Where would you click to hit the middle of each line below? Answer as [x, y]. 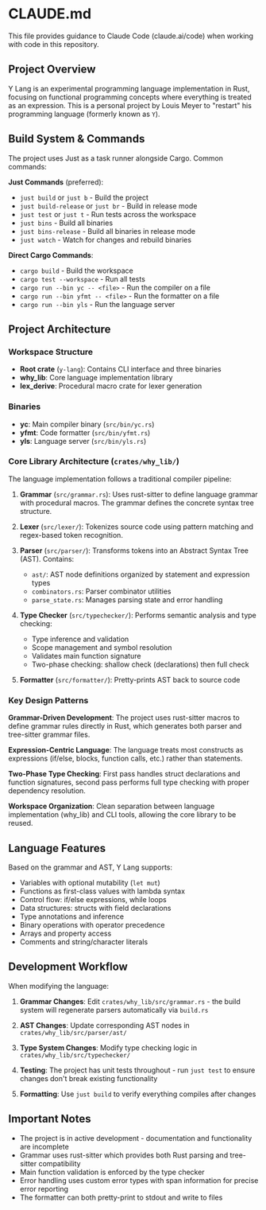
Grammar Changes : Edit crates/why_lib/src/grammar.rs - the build [130, 1001]
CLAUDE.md [50, 14]
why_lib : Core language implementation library [96, 378]
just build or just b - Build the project [84, 197]
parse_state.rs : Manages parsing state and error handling [127, 599]
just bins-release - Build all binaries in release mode [108, 231]
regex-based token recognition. [71, 535]
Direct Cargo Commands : [51, 255]
